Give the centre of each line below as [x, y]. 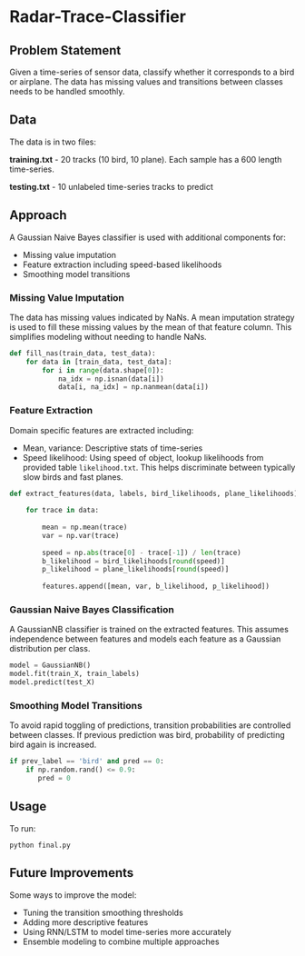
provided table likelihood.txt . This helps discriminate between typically [159, 467]
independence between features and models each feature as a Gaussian [145, 639]
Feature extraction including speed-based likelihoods [122, 264]
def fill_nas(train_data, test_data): [83, 353]
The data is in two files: [53, 142]
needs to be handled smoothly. [67, 91]
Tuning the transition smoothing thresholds [103, 912]
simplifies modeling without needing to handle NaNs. [108, 336]
